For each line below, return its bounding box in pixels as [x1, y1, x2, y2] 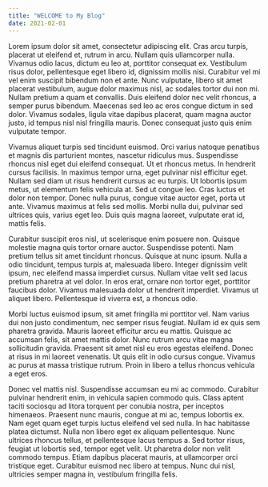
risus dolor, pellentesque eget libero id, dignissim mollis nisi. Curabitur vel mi [8, 66, 261, 76]
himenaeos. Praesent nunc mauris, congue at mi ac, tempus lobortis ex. [8, 409, 245, 419]
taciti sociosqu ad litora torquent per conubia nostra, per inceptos [8, 401, 225, 411]
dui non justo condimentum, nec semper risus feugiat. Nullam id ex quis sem [8, 317, 261, 327]
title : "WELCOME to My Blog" [8, 11, 106, 20]
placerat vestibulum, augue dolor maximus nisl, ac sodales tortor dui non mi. [8, 83, 260, 93]
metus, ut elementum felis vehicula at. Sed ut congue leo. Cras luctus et [8, 184, 246, 194]
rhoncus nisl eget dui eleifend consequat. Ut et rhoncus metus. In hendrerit [8, 159, 256, 168]
